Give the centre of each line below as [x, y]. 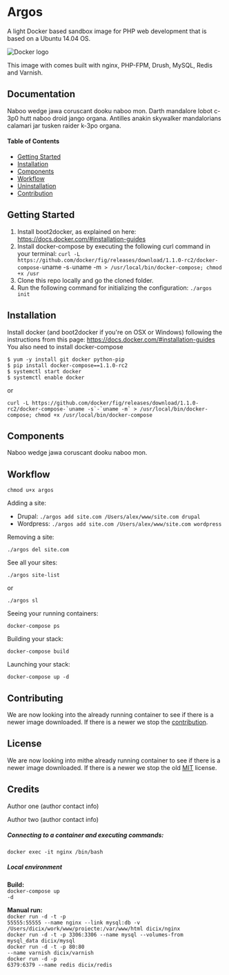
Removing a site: [31, 537]
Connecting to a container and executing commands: [86, 835]
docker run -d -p [32, 959]
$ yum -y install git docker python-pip [66, 360]
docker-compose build [38, 652]
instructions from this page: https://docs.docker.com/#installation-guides [111, 339]
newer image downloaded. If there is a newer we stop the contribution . [108, 722]
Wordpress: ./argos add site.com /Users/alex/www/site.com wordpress [119, 524]
